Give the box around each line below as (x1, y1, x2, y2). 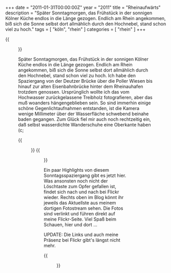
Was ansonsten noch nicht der (44, 178, 109, 184)
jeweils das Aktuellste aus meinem (44, 200, 116, 206)
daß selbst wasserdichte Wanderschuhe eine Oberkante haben (18, 122, 151, 128)
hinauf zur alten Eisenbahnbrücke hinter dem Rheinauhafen (18, 83, 143, 89)
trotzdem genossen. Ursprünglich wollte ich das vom (18, 89, 130, 95)
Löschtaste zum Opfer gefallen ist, (44, 184, 117, 189)
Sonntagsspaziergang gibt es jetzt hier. (44, 172, 126, 178)
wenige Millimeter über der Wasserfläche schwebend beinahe (18, 111, 149, 117)
